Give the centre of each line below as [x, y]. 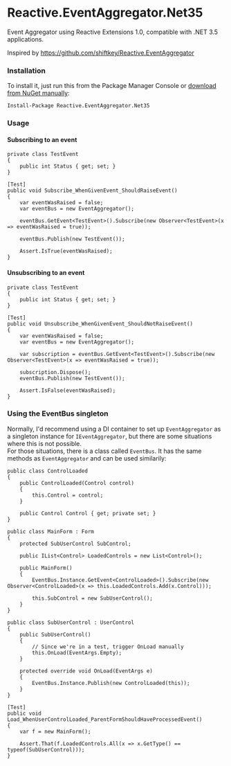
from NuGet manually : [39, 93]
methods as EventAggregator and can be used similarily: [87, 458]
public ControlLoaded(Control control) [77, 483]
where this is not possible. [44, 443]
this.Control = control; [68, 495]
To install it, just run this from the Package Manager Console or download [112, 86]
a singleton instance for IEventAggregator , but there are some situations [110, 436]
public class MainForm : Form [51, 531]
